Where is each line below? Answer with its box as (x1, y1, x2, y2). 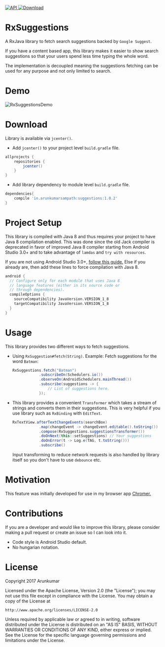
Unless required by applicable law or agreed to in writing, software (5, 616, 140, 622)
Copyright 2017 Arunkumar (5, 578, 60, 584)
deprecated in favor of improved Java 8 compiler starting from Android (5, 244, 149, 250)
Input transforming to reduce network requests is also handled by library (12, 452, 160, 458)
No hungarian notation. (12, 544, 59, 550)
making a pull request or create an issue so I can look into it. (5, 529, 127, 535)
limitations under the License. (5, 637, 65, 643)
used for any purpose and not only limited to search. (5, 68, 112, 74)
